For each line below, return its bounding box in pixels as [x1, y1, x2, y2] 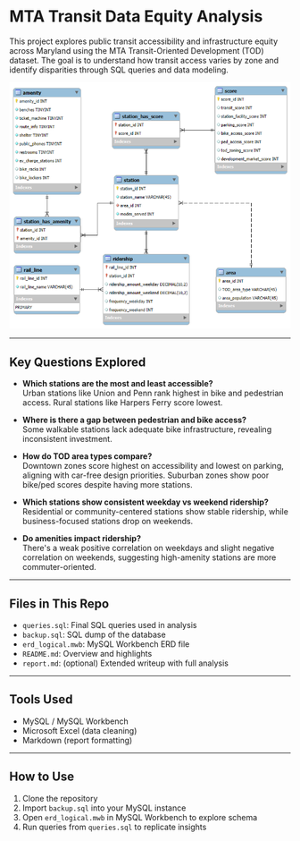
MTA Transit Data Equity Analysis [9, 6, 263, 27]
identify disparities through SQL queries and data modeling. [9, 64, 229, 75]
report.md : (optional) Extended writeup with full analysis [21, 658, 229, 668]
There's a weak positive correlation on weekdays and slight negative [21, 543, 275, 554]
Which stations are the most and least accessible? [21, 378, 213, 389]
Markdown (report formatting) [21, 735, 133, 745]
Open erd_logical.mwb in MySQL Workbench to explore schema [21, 811, 258, 822]
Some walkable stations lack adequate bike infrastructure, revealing [21, 424, 272, 435]
